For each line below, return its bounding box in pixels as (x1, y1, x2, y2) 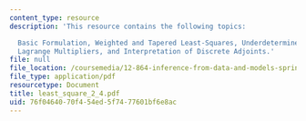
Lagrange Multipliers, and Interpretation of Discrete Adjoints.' (17, 46, 275, 55)
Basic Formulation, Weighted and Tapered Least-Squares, (17, 38, 239, 47)
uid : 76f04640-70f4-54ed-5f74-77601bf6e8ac (9, 97, 178, 106)
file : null (9, 55, 51, 65)
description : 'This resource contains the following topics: (9, 22, 247, 31)
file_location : (9, 64, 67, 73)
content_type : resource (9, 13, 100, 23)
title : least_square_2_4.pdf (9, 88, 120, 98)
